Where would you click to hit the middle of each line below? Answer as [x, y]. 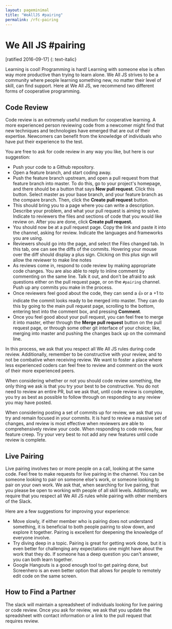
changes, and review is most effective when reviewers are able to [75, 424]
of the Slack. [19, 501]
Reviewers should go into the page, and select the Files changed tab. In [88, 244]
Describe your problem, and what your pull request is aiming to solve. [86, 211]
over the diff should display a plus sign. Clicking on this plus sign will [85, 255]
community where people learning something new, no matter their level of [83, 80]
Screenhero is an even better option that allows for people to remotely [87, 570]
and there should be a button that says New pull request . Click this [84, 189]
